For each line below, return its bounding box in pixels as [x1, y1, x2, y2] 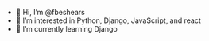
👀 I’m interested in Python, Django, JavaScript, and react [15, 16, 201, 25]
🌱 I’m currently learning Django [15, 24, 118, 33]
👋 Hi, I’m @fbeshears [15, 8, 85, 17]
